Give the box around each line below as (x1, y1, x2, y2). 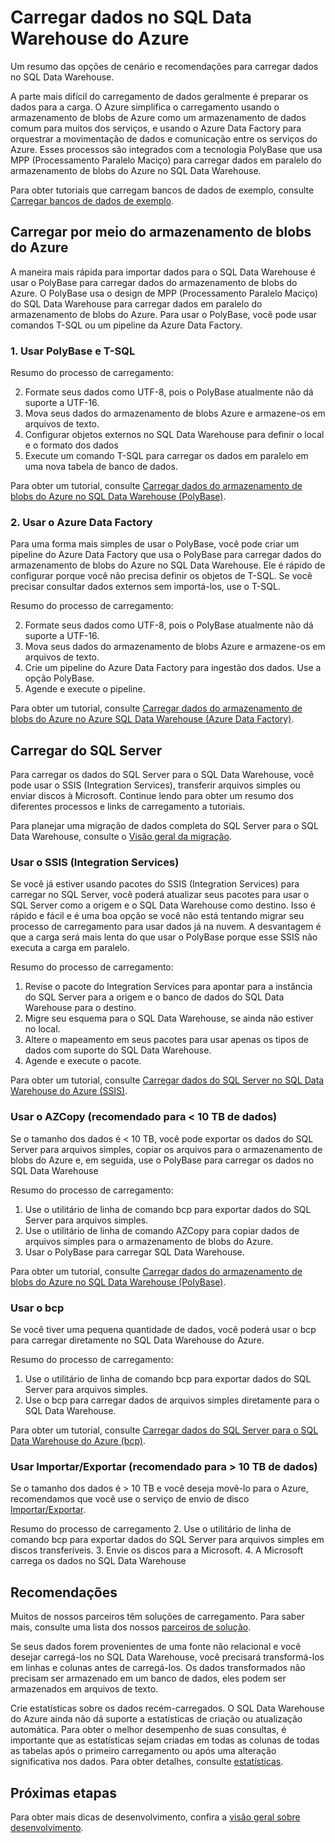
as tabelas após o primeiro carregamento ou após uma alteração (10, 1745, 277, 1757)
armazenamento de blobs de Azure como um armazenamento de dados (10, 111, 307, 123)
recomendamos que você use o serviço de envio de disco (10, 1493, 250, 1505)
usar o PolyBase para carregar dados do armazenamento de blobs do (10, 276, 298, 288)
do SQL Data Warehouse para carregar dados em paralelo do (10, 297, 263, 310)
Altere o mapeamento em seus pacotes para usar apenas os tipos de (24, 1034, 310, 1046)
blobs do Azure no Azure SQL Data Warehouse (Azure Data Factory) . (10, 713, 295, 725)
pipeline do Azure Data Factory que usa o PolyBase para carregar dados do (10, 549, 322, 561)
